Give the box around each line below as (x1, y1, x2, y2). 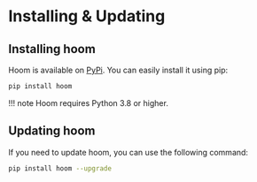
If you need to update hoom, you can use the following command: (8, 147, 249, 157)
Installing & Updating (8, 6, 166, 27)
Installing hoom (8, 42, 97, 57)
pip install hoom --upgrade (8, 163, 113, 173)
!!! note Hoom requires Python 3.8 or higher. (8, 97, 169, 108)
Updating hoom (8, 124, 96, 139)
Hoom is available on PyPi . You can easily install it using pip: (8, 64, 228, 75)
